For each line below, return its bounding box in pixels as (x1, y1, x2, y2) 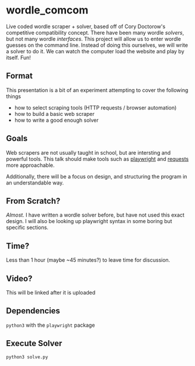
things (6, 93, 22, 100)
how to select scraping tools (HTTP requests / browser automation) (14, 104, 177, 111)
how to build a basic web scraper (14, 110, 95, 117)
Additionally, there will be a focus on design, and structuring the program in (6, 173, 187, 180)
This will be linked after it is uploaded (6, 289, 96, 296)
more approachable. (6, 162, 55, 169)
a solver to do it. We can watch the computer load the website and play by (6, 47, 185, 54)
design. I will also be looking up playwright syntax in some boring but (6, 218, 172, 225)
